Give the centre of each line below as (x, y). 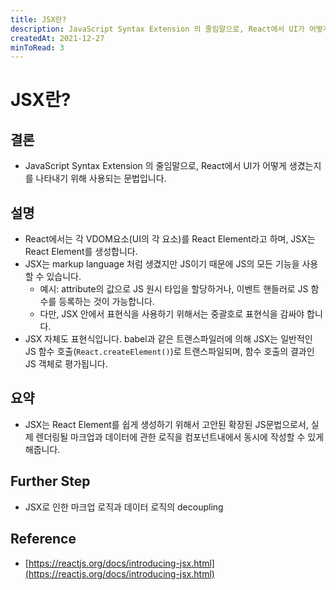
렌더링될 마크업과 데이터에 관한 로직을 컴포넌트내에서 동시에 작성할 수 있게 (180, 437)
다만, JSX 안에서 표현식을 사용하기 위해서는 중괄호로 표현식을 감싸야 (172, 314)
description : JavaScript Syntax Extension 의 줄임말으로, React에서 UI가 (157, 29)
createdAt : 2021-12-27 (57, 38)
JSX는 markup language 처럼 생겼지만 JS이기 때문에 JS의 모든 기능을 (162, 264)
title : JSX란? (38, 19)
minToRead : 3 (37, 47)
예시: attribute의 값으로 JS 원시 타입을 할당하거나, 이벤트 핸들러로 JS (174, 289)
